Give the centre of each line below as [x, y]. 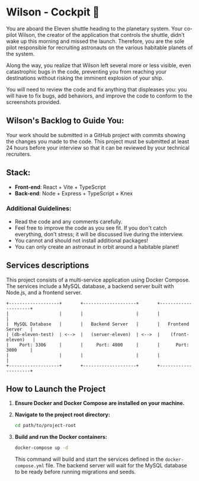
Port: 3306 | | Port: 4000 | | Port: [104, 345]
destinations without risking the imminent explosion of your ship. [85, 78]
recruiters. [19, 154]
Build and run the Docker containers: [61, 437]
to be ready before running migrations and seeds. [75, 472]
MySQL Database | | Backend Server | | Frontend [102, 324]
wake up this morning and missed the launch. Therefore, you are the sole [95, 41]
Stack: [18, 173]
